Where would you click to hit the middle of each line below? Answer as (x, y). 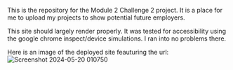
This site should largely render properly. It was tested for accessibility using (117, 31)
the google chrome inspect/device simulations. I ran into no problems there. (117, 38)
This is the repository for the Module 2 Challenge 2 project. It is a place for (115, 10)
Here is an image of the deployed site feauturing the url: (88, 52)
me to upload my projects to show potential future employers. (96, 17)
